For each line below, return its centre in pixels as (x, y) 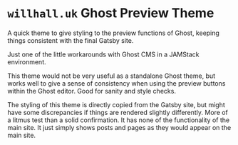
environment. (27, 61)
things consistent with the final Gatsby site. (71, 40)
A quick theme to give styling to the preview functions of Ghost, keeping (113, 33)
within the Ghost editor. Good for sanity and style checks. (92, 91)
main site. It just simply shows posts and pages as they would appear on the (119, 127)
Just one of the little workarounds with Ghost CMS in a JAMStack (103, 54)
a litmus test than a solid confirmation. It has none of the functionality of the (119, 120)
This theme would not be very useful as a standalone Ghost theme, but (112, 76)
